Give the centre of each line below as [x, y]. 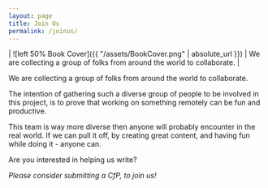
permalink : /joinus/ [43, 31]
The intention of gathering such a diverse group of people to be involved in [134, 94]
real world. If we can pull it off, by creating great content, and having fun [129, 135]
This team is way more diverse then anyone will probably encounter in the [132, 127]
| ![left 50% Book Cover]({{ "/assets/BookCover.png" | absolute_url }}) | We [134, 54]
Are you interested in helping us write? [73, 160]
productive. [28, 111]
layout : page [30, 16]
